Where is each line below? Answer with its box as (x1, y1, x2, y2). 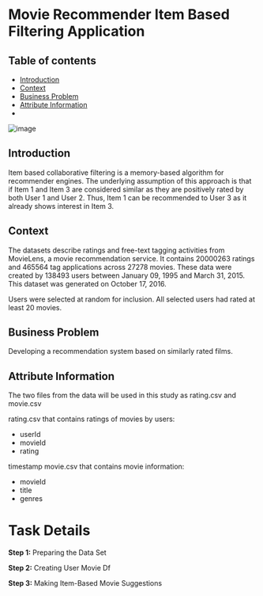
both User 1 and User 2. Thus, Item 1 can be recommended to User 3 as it (8, 192, 247, 203)
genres (19, 494, 43, 503)
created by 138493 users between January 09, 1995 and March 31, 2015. (8, 271, 246, 280)
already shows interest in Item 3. (8, 201, 115, 211)
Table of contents (8, 54, 96, 67)
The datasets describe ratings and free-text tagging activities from (8, 245, 225, 255)
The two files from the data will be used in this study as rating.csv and (8, 390, 237, 400)
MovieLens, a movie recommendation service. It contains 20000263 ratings (8, 253, 255, 263)
